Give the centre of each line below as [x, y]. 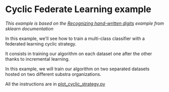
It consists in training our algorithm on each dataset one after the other [79, 54]
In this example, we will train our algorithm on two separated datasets [77, 69]
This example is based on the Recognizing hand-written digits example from [85, 23]
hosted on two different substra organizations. [53, 74]
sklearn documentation [30, 28]
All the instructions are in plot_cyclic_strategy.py [55, 84]
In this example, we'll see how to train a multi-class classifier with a [75, 38]
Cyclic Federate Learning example [78, 9]
